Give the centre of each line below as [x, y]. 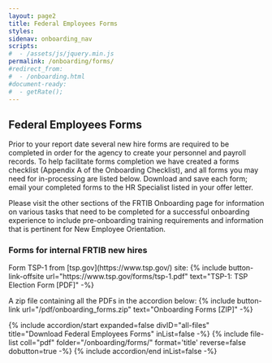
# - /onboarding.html [47, 77]
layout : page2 [32, 16]
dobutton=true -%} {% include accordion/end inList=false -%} [113, 352]
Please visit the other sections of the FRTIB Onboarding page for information [136, 203]
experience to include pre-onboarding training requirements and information [136, 221]
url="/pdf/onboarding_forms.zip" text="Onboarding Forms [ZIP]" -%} [137, 309]
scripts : [23, 46]
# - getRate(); [36, 92]
